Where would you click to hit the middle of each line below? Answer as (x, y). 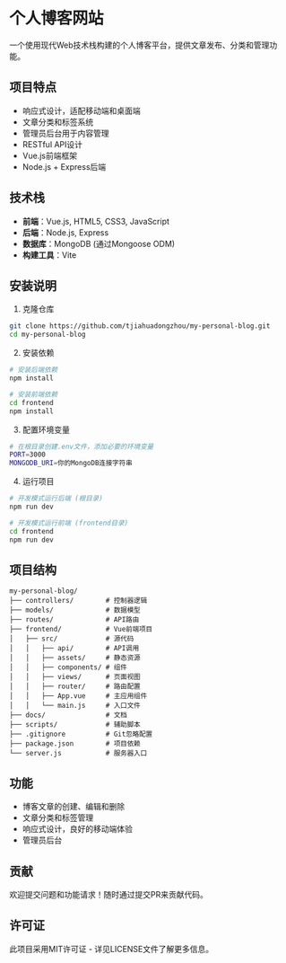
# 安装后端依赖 (34, 370)
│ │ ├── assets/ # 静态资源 (75, 658)
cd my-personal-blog (48, 335)
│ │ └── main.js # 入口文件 (75, 706)
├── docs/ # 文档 (68, 715)
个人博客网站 (57, 18)
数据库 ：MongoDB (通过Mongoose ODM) (99, 243)
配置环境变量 (46, 429)
